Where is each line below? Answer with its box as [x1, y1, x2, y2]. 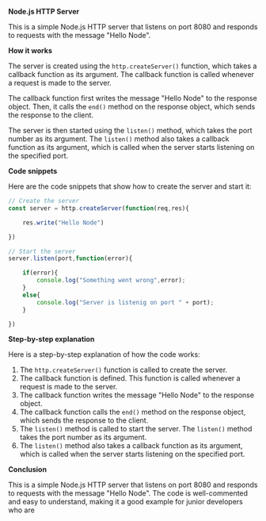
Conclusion [8, 465, 47, 474]
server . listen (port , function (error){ [8, 255, 133, 262]
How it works [8, 46, 53, 55]
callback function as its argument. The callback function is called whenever [8, 70, 255, 79]
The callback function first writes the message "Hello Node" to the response [8, 94, 257, 102]
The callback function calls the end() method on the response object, [19, 408, 246, 417]
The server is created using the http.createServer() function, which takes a [8, 61, 257, 71]
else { [22, 291, 41, 299]
